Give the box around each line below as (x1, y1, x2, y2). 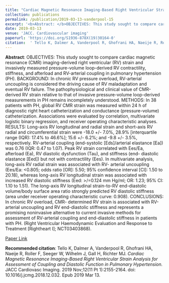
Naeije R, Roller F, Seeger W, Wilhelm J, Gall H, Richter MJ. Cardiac (5, 250, 144, 256)
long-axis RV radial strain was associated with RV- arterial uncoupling (5, 161, 149, 167)
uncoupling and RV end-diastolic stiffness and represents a (21, 204, 144, 210)
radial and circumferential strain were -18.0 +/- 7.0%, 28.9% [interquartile (5, 129, 157, 135)
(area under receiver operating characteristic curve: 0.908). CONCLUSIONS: (5, 193, 164, 199)
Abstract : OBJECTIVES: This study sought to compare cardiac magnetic (5, 54, 155, 60)
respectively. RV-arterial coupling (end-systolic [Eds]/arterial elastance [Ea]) (5, 140, 163, 146)
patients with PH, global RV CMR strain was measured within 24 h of (5, 102, 147, 108)
